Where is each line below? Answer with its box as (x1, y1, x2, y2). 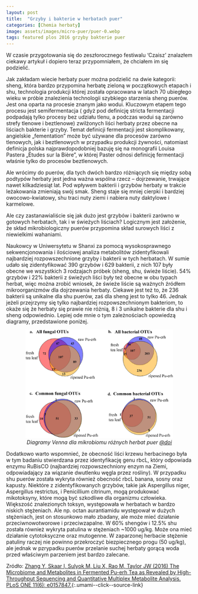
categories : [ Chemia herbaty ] (6, 22, 81, 28)
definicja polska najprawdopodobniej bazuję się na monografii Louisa (6, 145, 175, 152)
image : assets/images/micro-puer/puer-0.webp (6, 28, 120, 34)
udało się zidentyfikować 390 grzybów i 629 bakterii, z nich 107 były (6, 261, 173, 269)
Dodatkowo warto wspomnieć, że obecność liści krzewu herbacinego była (6, 450, 187, 457)
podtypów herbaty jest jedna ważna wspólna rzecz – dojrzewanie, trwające (6, 175, 190, 183)
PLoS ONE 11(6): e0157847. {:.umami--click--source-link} (6, 581, 144, 588)
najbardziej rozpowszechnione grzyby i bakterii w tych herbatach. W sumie (6, 255, 190, 262)
